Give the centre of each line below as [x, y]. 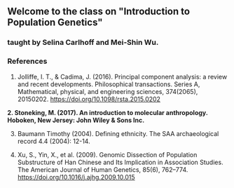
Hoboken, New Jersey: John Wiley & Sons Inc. [76, 120]
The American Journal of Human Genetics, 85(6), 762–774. [103, 169]
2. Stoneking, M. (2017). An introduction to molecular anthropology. [108, 112]
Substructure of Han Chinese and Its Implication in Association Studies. [120, 162]
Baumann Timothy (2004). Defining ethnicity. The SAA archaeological [118, 133]
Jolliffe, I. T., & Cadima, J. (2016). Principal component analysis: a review [122, 76]
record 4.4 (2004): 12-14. [54, 141]
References [27, 61]
